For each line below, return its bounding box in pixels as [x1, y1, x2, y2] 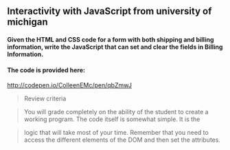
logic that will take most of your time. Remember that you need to [23, 129, 209, 137]
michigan [7, 17, 48, 28]
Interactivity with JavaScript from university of [7, 6, 212, 17]
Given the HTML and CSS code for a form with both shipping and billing [7, 35, 214, 43]
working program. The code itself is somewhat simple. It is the [23, 115, 200, 123]
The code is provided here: [7, 65, 86, 74]
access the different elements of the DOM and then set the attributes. [23, 136, 221, 144]
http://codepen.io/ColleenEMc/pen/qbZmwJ [7, 81, 133, 89]
